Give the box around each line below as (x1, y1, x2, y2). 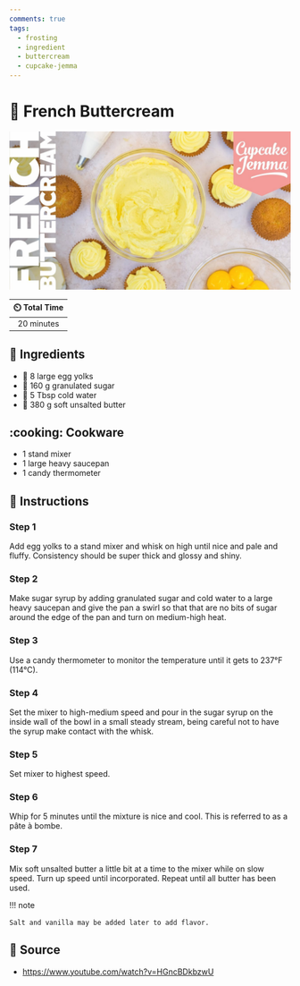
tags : (9, 23, 29, 33)
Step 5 (9, 748, 38, 761)
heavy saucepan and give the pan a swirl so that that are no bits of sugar (9, 602, 278, 613)
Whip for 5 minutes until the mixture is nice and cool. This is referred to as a (9, 811, 288, 822)
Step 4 (9, 686, 38, 699)
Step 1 (9, 520, 37, 532)
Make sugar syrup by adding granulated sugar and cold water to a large (9, 593, 273, 604)
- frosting (17, 33, 58, 42)
